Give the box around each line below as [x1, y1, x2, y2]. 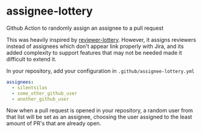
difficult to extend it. [6, 55, 57, 63]
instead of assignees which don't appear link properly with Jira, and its [6, 43, 184, 50]
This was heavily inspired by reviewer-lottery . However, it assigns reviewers [6, 36, 197, 43]
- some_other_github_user [12, 90, 78, 97]
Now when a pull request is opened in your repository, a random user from [6, 107, 193, 114]
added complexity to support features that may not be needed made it [6, 49, 183, 56]
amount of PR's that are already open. [6, 120, 102, 127]
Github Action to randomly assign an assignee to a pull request [6, 24, 164, 32]
